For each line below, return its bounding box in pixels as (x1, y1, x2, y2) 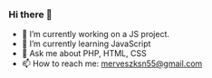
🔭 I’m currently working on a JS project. (21, 29, 169, 40)
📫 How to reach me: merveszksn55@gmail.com (21, 58, 203, 69)
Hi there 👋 (8, 8, 53, 21)
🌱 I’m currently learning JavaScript (21, 38, 151, 49)
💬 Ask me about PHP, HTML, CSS (21, 48, 147, 59)
